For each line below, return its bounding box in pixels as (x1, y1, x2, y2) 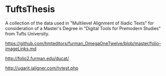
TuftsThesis (5, 3, 55, 15)
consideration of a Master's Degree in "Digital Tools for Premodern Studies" (5, 25, 161, 31)
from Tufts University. (5, 30, 50, 36)
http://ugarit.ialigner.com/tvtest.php (5, 65, 79, 71)
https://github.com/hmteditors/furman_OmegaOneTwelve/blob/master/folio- (5, 40, 161, 46)
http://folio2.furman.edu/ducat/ (5, 55, 69, 61)
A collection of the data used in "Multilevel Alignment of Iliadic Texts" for (5, 20, 154, 26)
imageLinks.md (5, 45, 36, 51)
